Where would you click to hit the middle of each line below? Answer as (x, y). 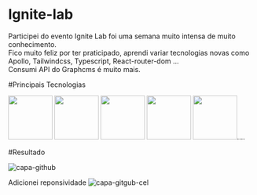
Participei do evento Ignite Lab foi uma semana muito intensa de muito (122, 36)
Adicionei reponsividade (47, 182)
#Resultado (27, 152)
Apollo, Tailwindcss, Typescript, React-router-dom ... (94, 61)
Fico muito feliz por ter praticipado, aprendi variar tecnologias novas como (129, 52)
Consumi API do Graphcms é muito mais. (75, 69)
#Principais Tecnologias (47, 85)
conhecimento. (33, 44)
